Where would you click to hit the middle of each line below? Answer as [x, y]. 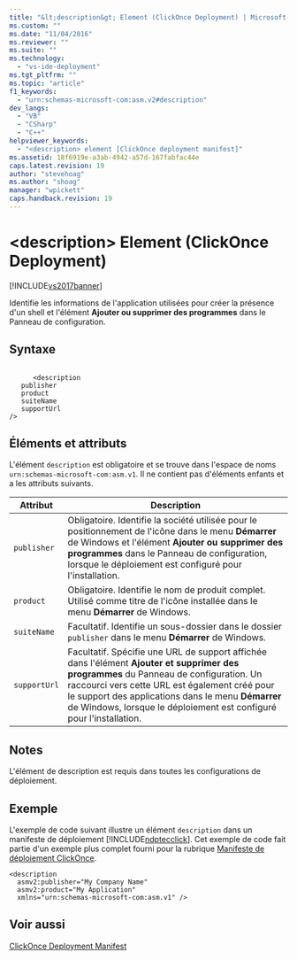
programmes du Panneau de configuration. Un [165, 674]
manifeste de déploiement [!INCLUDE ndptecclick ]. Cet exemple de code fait [148, 840]
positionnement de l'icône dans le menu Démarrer [172, 531]
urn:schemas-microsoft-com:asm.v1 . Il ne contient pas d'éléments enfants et [147, 474]
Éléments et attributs [68, 444]
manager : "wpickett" [47, 190]
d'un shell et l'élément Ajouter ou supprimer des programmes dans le [138, 312]
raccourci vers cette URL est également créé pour [171, 685]
